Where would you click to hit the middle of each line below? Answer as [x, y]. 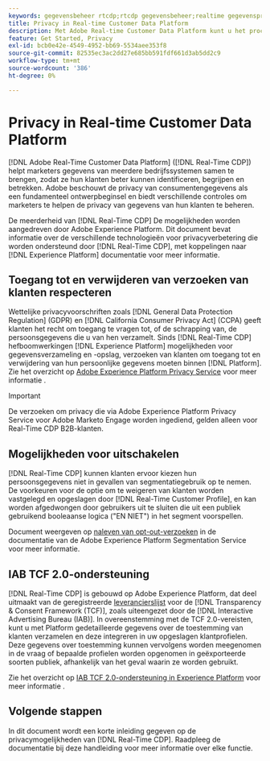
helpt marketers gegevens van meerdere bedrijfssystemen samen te [121, 171]
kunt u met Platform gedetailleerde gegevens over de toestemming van [126, 628]
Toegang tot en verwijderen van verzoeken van [129, 280]
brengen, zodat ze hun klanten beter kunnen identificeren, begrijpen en [127, 179]
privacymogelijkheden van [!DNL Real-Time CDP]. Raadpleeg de [115, 739]
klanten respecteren [60, 292]
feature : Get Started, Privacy [61, 38]
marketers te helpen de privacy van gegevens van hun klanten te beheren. [131, 205]
